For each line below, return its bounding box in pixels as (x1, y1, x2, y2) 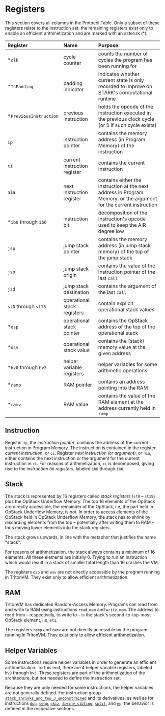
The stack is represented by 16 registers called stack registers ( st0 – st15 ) (5, 493, 156, 499)
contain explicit (98, 300, 134, 307)
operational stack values (98, 306, 155, 313)
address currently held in (98, 404, 156, 411)
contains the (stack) (98, 337, 145, 344)
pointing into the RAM (98, 384, 148, 391)
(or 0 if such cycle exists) (98, 122, 157, 129)
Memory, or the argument (98, 195, 157, 202)
